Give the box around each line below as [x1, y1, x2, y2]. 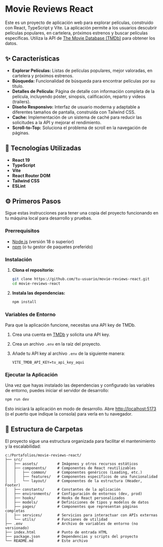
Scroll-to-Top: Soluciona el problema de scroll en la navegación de [12, 125, 147, 131]
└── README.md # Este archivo [5, 538, 89, 543]
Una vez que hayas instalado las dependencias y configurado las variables [5, 382, 155, 388]
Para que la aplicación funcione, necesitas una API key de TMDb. [5, 322, 136, 328]
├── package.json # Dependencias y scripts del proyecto [5, 534, 138, 539]
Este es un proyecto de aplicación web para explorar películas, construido [5, 20, 154, 25]
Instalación [5, 256, 32, 263]
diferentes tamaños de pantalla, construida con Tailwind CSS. [12, 109, 136, 115]
